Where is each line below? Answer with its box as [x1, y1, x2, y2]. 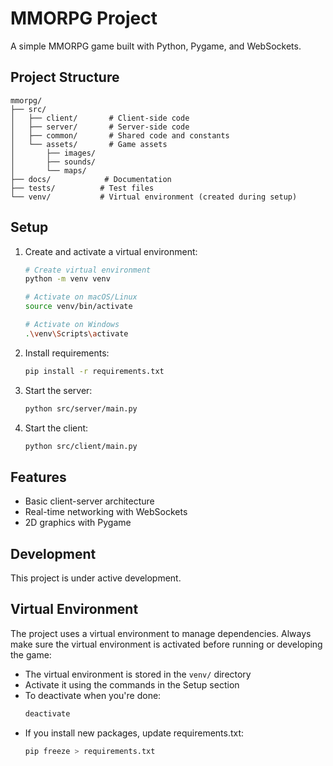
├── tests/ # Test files [10, 183, 155, 193]
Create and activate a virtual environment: [24, 245, 198, 257]
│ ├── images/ [10, 148, 97, 158]
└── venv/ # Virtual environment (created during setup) [10, 192, 298, 202]
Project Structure [10, 69, 120, 86]
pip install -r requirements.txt [24, 366, 165, 376]
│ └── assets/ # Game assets [10, 139, 168, 149]
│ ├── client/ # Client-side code [10, 113, 190, 123]
